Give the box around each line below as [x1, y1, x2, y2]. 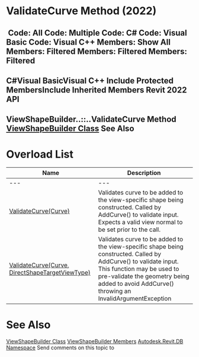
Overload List [6, 147, 74, 161]
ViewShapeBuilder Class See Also [6, 123, 134, 134]
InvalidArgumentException [98, 295, 172, 303]
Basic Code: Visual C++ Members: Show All [6, 37, 171, 47]
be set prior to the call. [98, 225, 161, 234]
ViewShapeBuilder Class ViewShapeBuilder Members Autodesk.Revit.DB [6, 338, 184, 345]
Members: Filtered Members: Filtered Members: [6, 46, 188, 56]
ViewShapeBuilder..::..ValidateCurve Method [6, 114, 176, 125]
